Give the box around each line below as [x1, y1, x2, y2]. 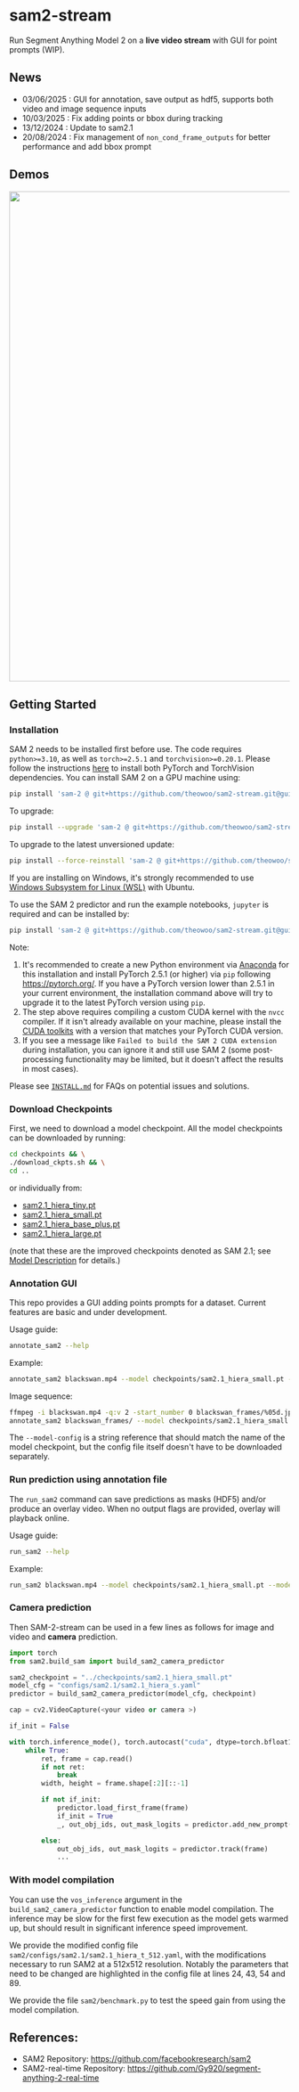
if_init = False [9, 1721, 69, 1731]
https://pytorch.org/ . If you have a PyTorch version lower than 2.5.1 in [21, 977, 275, 989]
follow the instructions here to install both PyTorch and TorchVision [9, 763, 255, 773]
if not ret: [41, 1762, 86, 1771]
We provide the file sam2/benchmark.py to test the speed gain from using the [9, 1995, 287, 2006]
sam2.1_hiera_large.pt [21, 1228, 102, 1238]
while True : [25, 1745, 69, 1755]
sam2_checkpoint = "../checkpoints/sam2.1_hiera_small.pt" [9, 1672, 233, 1682]
